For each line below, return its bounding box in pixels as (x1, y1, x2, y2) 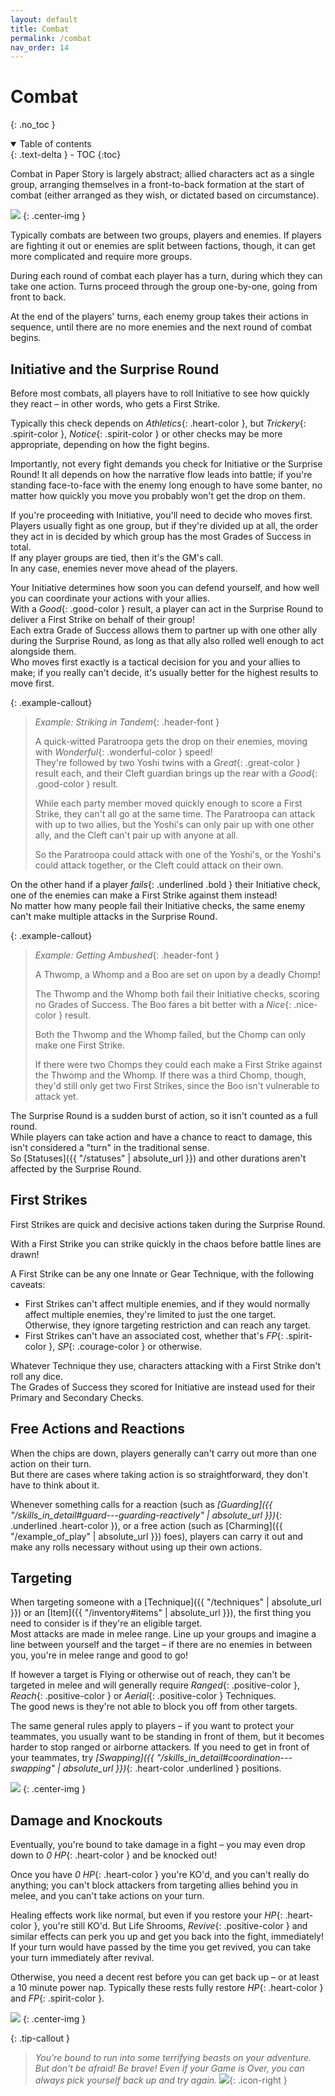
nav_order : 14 (10, 42, 70, 53)
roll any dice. (10, 1370, 64, 1382)
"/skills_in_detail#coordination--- (156, 1752, 293, 1764)
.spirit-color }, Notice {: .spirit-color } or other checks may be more (10, 428, 283, 440)
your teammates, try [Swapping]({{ (10, 1752, 155, 1764)
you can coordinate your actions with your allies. (10, 592, 210, 604)
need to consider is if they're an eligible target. (10, 1617, 203, 1630)
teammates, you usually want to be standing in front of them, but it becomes (10, 1731, 325, 1743)
